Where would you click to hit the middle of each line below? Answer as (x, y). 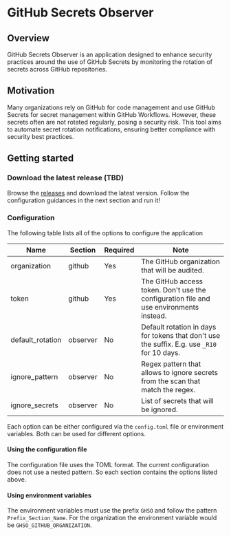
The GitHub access (172, 281)
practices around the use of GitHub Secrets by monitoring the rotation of (110, 62)
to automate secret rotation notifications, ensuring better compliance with (111, 129)
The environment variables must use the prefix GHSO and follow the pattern (112, 511)
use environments (170, 307)
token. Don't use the (173, 290)
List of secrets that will (177, 400)
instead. (154, 316)
